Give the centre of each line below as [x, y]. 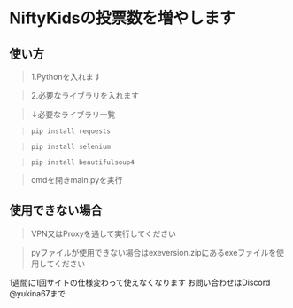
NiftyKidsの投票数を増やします [123, 18]
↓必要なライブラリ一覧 [73, 115]
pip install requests [70, 131]
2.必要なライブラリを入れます [85, 95]
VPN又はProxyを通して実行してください [104, 233]
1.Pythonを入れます [66, 77]
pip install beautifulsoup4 [82, 162]
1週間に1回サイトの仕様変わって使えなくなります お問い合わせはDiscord [140, 282]
